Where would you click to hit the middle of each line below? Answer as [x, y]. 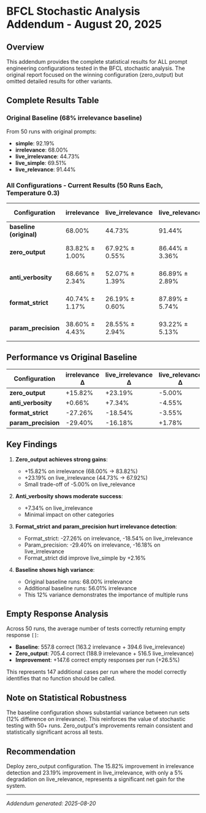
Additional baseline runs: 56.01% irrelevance [80, 588]
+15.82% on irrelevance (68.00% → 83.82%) [81, 471]
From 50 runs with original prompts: [51, 131]
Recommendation [41, 751]
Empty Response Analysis [57, 614]
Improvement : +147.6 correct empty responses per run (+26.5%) [97, 660]
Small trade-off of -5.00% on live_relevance [80, 484]
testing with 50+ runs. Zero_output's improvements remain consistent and [100, 726]
